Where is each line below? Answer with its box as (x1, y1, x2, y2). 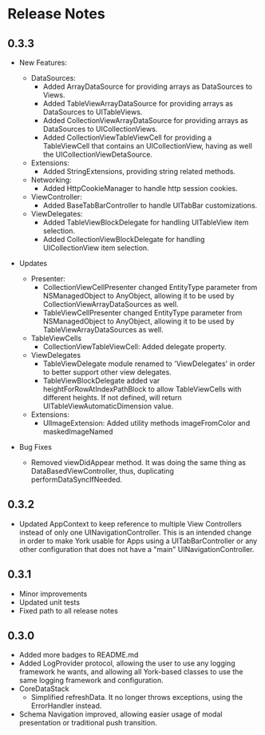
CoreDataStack (18, 684, 69, 693)
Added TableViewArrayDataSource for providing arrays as (42, 99, 233, 108)
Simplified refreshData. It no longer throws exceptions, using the (30, 693, 243, 702)
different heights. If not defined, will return (42, 393, 183, 402)
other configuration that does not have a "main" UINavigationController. (18, 544, 255, 554)
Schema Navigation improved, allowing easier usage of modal (18, 709, 223, 719)
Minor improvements (18, 589, 88, 598)
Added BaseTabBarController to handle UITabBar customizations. (42, 201, 258, 210)
